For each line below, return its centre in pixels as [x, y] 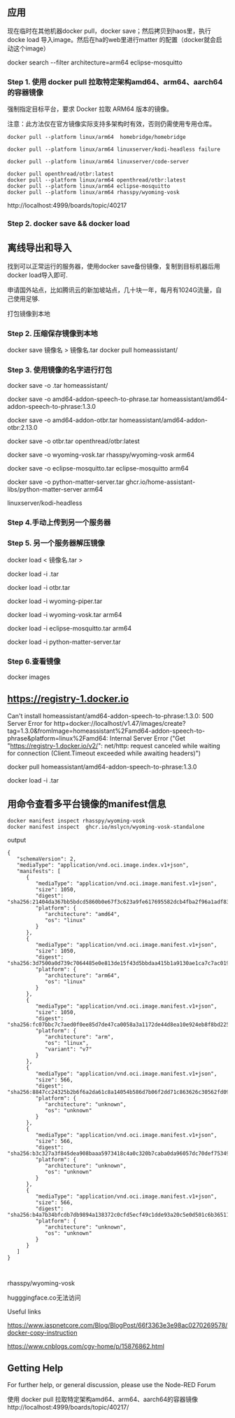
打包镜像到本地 [29, 313]
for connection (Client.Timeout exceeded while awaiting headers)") [104, 753]
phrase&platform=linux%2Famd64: [58, 738]
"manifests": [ [38, 871]
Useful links [24, 1311]
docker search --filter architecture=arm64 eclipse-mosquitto [95, 62]
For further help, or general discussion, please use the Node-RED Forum [112, 1385]
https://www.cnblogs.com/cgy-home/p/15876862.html [86, 1346]
